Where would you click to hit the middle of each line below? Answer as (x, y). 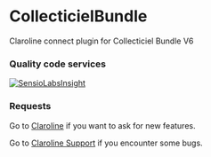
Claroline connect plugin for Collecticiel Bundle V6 (101, 41)
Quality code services (58, 64)
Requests (30, 106)
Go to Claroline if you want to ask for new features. (102, 125)
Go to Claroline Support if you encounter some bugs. (106, 143)
